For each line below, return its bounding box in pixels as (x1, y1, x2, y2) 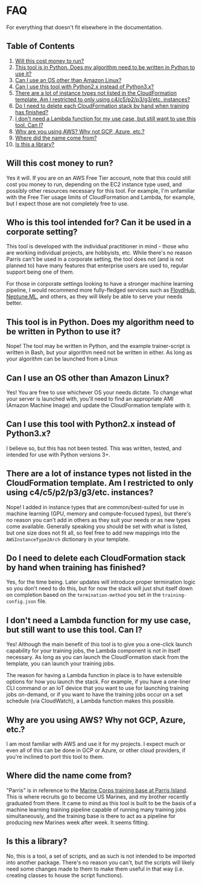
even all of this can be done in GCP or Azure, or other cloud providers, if (6, 747, 186, 754)
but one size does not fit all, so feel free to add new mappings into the (6, 529, 180, 536)
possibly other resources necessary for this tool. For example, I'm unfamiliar (6, 187, 195, 194)
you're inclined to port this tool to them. (6, 753, 104, 761)
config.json (6, 599, 36, 605)
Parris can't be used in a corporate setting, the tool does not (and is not (6, 256, 184, 263)
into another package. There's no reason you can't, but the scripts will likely (6, 858, 195, 866)
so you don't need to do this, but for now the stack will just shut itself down (6, 585, 193, 592)
